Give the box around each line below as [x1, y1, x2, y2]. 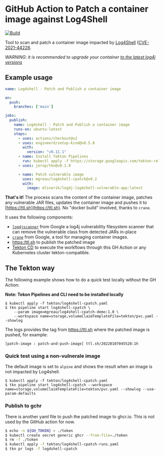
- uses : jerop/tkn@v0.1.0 [18, 163, 71, 168]
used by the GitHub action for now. [5, 419, 75, 425]
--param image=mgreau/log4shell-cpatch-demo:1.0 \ [14, 309, 119, 315]
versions [5, 59, 22, 65]
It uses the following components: [5, 214, 73, 220]
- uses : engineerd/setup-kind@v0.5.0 [18, 140, 95, 145]
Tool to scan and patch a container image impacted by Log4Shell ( [5, 39, 139, 45]
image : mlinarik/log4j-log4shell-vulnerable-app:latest [26, 186, 143, 191]
